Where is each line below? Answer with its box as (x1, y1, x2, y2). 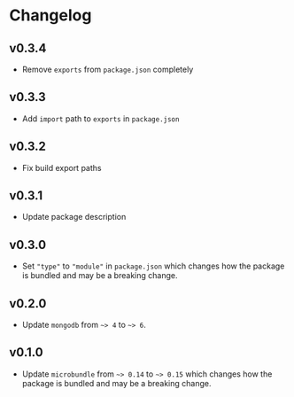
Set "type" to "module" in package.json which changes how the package (21, 261, 285, 271)
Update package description (21, 212, 127, 222)
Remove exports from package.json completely (21, 64, 194, 74)
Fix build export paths (21, 162, 102, 173)
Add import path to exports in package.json (21, 113, 180, 124)
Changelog (9, 5, 92, 26)
